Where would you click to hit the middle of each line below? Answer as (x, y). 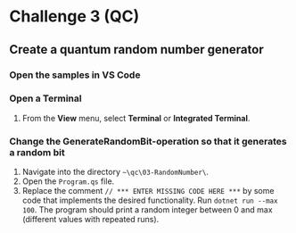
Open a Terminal (45, 98)
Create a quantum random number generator (137, 50)
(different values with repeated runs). (90, 220)
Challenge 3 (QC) (74, 17)
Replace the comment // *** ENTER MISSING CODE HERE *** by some (148, 191)
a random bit (37, 152)
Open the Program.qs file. (68, 181)
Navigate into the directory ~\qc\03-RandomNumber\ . (115, 172)
